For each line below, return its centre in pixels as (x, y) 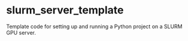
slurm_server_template (65, 10)
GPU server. (21, 32)
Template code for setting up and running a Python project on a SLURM (94, 26)
